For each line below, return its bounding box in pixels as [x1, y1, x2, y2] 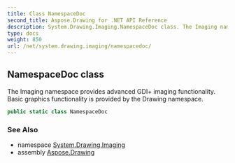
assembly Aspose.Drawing [17, 148, 95, 156]
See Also [7, 125, 38, 134]
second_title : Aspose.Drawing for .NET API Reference [7, 17, 168, 24]
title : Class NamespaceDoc [7, 10, 86, 17]
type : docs [7, 29, 39, 37]
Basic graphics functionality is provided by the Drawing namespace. [7, 94, 204, 103]
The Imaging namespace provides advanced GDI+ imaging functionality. [7, 87, 215, 95]
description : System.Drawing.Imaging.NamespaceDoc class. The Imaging [7, 23, 218, 30]
